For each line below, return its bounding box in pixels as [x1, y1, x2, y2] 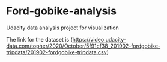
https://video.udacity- [72, 36, 126, 43]
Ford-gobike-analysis [6, 4, 117, 18]
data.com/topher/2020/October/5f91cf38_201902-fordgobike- [6, 42, 161, 49]
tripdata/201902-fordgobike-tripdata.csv [6, 48, 107, 55]
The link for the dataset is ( [6, 36, 73, 43]
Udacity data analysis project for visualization [6, 24, 119, 31]
